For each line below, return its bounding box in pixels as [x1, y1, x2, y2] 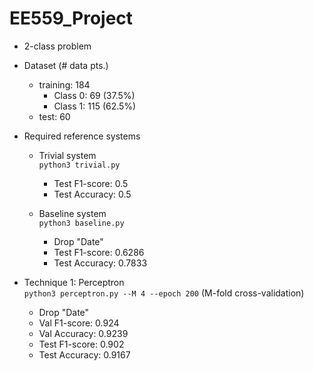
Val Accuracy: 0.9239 [38, 327, 129, 339]
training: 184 [38, 78, 91, 91]
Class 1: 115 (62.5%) [53, 100, 137, 112]
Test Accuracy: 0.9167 [38, 348, 131, 361]
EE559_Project [9, 7, 134, 30]
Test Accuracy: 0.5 [53, 188, 132, 200]
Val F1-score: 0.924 [38, 317, 120, 329]
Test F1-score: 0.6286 [53, 246, 145, 258]
